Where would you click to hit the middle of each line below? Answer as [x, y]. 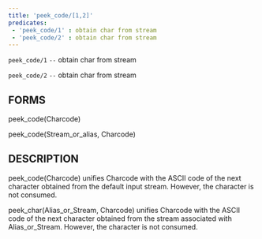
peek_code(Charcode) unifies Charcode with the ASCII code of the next [125, 177]
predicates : [28, 23]
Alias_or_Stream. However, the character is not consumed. [103, 226]
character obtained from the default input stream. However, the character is [131, 186]
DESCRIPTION [43, 159]
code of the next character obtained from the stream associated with [120, 218]
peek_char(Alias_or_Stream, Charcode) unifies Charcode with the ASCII [124, 210]
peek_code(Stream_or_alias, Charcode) [72, 134]
